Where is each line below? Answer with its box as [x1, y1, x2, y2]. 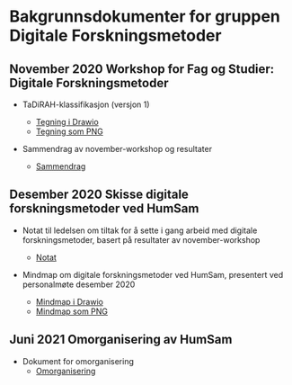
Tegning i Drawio [35, 117, 99, 127]
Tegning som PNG [35, 126, 103, 137]
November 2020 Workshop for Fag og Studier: [9, 61, 275, 76]
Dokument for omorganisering [22, 355, 135, 366]
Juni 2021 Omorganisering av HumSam [9, 332, 233, 347]
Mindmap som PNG [35, 306, 109, 317]
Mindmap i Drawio [35, 296, 103, 307]
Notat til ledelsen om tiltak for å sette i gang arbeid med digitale [22, 225, 258, 236]
